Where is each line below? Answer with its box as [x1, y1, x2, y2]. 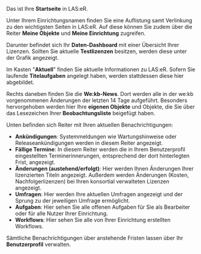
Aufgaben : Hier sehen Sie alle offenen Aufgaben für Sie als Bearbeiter [14, 203, 190, 211]
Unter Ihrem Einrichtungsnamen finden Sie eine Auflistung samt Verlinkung [6, 17, 193, 24]
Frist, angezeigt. [14, 159, 56, 165]
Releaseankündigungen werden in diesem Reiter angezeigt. [14, 139, 163, 147]
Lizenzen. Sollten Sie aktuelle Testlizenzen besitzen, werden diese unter [6, 48, 187, 55]
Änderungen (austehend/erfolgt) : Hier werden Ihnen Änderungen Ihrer [14, 165, 194, 172]
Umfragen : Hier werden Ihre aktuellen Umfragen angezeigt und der [14, 191, 183, 198]
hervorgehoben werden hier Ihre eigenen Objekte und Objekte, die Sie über [6, 103, 195, 110]
